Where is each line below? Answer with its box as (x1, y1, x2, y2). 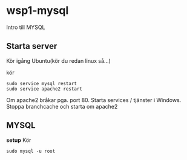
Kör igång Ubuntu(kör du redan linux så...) (6, 57, 111, 64)
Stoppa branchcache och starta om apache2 (6, 103, 118, 110)
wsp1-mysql (6, 4, 69, 18)
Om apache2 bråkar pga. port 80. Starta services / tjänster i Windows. (6, 96, 182, 103)
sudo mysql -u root (6, 148, 56, 154)
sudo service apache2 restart (6, 86, 83, 92)
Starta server (6, 41, 57, 51)
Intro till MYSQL (6, 24, 45, 31)
